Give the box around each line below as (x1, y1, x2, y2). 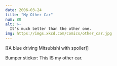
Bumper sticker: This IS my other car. (5, 55, 83, 61)
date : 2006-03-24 (5, 7, 42, 13)
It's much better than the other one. (10, 26, 92, 31)
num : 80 (5, 17, 22, 22)
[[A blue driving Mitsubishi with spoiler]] (5, 45, 89, 51)
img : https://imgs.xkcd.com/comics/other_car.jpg (5, 31, 112, 36)
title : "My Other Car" (5, 12, 53, 17)
